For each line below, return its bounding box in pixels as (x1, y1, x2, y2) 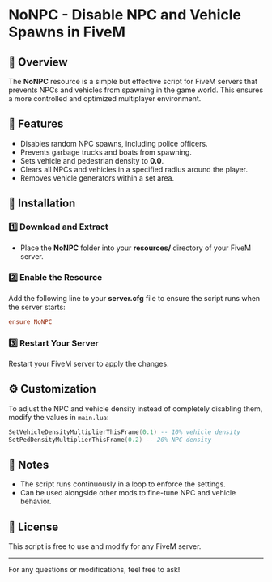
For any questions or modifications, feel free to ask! (8, 565, 181, 575)
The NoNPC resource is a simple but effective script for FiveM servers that (8, 77, 257, 86)
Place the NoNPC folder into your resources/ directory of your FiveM (19, 243, 252, 253)
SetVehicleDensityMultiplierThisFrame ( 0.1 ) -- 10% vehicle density (8, 427, 241, 436)
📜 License (8, 520, 59, 533)
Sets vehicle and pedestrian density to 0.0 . (19, 155, 164, 165)
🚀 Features (8, 117, 64, 131)
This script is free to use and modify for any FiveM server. (8, 542, 202, 551)
